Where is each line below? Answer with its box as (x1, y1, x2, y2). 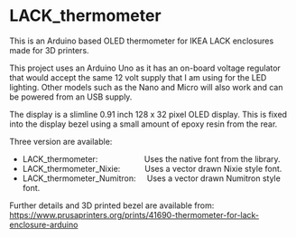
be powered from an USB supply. (9, 91, 133, 102)
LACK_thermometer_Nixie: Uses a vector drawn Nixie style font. (22, 163, 282, 174)
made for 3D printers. (9, 44, 89, 55)
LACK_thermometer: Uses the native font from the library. (22, 153, 282, 164)
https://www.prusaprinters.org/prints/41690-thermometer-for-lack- (9, 209, 260, 220)
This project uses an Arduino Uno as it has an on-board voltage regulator (9, 62, 282, 73)
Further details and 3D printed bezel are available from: (9, 200, 215, 211)
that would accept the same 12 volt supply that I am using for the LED (9, 71, 267, 82)
